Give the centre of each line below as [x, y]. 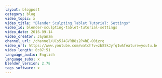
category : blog [20, 14]
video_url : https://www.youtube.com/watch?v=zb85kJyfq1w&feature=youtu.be [82, 46]
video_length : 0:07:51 [28, 50]
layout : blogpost [22, 9]
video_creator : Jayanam [29, 37]
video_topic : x [20, 18]
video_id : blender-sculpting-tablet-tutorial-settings [61, 28]
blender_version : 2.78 [28, 63]
